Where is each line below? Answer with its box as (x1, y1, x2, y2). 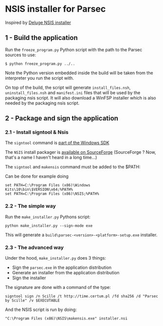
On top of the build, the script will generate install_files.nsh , (5, 84, 131, 90)
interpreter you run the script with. (5, 75, 74, 81)
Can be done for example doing (5, 173, 69, 179)
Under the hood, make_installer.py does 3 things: (5, 255, 106, 261)
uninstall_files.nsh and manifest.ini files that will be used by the (5, 89, 141, 96)
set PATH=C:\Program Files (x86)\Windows (5, 183, 91, 188)
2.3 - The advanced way (5, 244, 64, 251)
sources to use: (5, 52, 37, 58)
